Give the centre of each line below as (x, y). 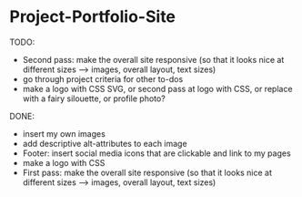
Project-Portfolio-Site (92, 17)
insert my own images (64, 133)
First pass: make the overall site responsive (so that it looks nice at (147, 172)
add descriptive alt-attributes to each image (105, 143)
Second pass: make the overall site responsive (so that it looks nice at (153, 59)
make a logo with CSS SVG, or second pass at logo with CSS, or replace (157, 88)
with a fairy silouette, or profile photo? (94, 98)
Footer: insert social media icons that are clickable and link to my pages (156, 153)
